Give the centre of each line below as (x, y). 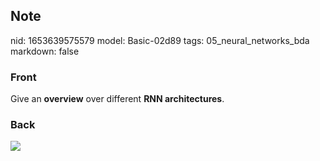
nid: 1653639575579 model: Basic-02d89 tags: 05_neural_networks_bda (160, 40)
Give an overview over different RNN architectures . (117, 99)
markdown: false (45, 51)
